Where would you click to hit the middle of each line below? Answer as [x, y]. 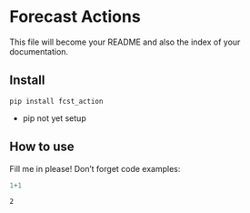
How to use [42, 147]
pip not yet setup [54, 118]
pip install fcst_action [56, 101]
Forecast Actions [75, 17]
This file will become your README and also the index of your [125, 42]
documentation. [39, 51]
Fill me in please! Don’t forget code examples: [95, 168]
